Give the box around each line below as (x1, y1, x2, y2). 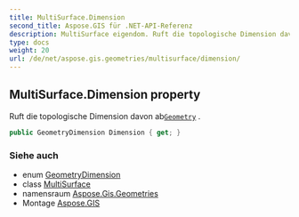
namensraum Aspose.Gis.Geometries (21, 188, 158, 198)
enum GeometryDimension (21, 169, 121, 180)
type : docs (9, 37, 50, 47)
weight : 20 (9, 46, 50, 55)
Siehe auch (9, 149, 60, 161)
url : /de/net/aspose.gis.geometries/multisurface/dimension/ (9, 54, 241, 63)
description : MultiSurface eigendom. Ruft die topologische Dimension (9, 29, 277, 38)
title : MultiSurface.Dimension (9, 12, 125, 22)
